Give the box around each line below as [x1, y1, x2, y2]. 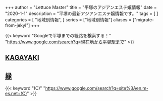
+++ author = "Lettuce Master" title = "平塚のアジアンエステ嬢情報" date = [5, 4, 157, 10]
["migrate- [132, 17, 154, 22]
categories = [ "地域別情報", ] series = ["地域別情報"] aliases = [5, 17, 132, 22]
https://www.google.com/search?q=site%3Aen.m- [45, 85, 149, 91]
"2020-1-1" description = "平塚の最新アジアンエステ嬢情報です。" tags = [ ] [5, 10, 159, 16]
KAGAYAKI [5, 54, 40, 62]
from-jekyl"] [5, 22, 30, 28]
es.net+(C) [5, 91, 27, 97]
